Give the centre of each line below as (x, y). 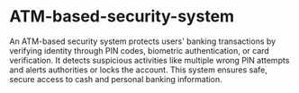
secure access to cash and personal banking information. (116, 79)
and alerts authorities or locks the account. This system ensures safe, (139, 70)
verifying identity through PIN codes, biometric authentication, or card (140, 50)
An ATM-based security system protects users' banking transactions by (143, 41)
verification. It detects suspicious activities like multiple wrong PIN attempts (149, 60)
